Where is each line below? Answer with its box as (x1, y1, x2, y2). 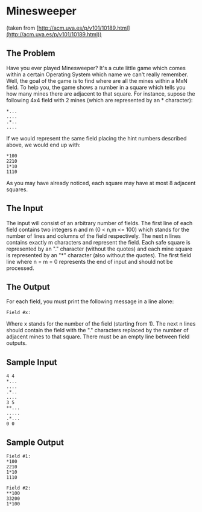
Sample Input (6, 357, 57, 367)
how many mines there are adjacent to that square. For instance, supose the (6, 90, 195, 97)
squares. (6, 186, 28, 193)
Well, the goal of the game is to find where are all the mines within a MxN (6, 77, 188, 84)
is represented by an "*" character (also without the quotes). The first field (6, 251, 191, 258)
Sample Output (6, 437, 65, 447)
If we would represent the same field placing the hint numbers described (6, 134, 187, 142)
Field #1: (6, 453, 31, 459)
